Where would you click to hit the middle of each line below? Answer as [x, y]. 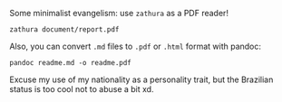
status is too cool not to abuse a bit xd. [82, 89]
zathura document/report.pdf [64, 30]
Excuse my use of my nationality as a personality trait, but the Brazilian [141, 79]
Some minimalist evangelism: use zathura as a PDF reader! [119, 13]
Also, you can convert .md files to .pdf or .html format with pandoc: [135, 46]
